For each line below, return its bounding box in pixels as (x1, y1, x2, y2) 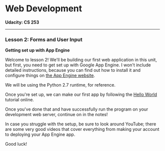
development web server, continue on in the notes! (5, 112, 108, 118)
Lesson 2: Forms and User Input (5, 36, 82, 43)
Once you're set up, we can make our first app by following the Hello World (5, 91, 157, 97)
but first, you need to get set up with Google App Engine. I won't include (5, 62, 151, 68)
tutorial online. (5, 97, 34, 103)
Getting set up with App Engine (5, 47, 70, 53)
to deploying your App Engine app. (5, 131, 75, 138)
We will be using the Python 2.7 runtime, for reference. (5, 82, 116, 88)
